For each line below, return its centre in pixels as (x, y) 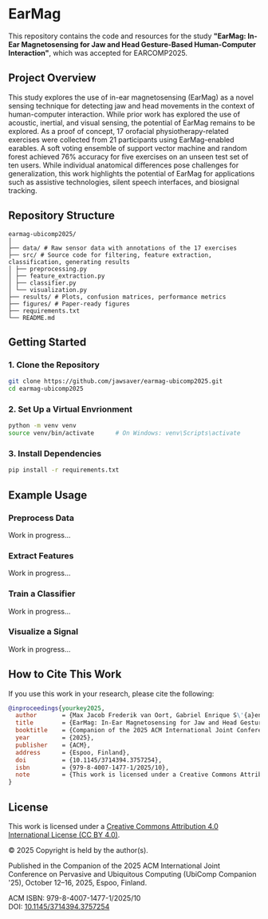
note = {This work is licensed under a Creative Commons (126, 775)
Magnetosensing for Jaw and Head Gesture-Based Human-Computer (139, 44)
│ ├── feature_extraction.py (57, 276)
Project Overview (52, 78)
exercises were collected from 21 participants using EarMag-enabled (121, 140)
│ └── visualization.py (48, 290)
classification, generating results (69, 262)
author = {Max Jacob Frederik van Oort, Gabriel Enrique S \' (130, 716)
